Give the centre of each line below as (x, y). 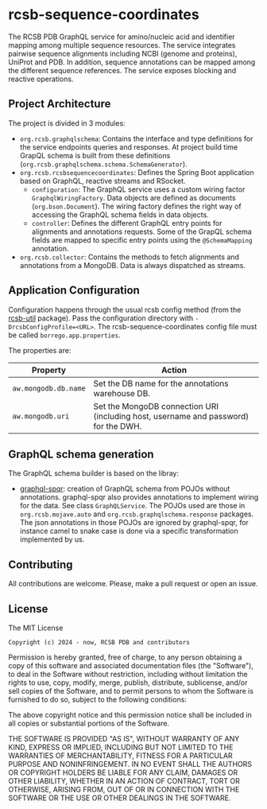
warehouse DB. (122, 393)
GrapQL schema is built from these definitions (95, 155)
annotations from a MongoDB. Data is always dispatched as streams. (133, 265)
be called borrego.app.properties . (64, 335)
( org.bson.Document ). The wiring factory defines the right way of (136, 206)
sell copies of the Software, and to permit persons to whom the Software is (131, 691)
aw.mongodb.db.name (49, 388)
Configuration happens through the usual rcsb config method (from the (125, 309)
